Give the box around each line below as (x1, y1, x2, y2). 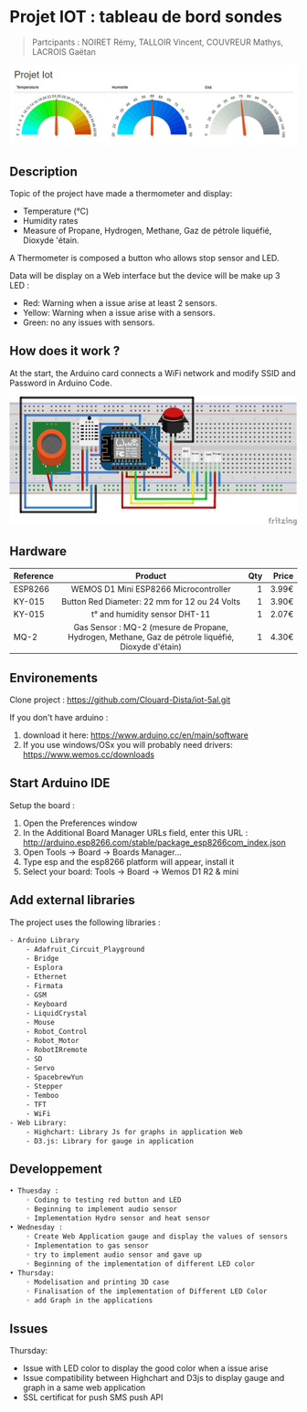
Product (135, 570, 167, 581)
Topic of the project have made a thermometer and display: (9, 187, 233, 198)
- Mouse (26, 1017, 55, 1027)
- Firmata (26, 981, 64, 990)
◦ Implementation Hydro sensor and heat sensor (26, 1214, 210, 1223)
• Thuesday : (9, 1186, 59, 1196)
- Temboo (26, 1091, 59, 1100)
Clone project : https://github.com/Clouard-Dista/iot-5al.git (9, 694, 231, 705)
